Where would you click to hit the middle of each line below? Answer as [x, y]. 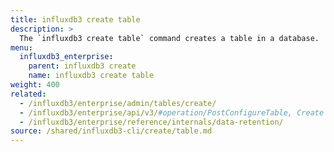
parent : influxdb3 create [82, 66]
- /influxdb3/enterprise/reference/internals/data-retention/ [151, 122]
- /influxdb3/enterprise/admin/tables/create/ [118, 103]
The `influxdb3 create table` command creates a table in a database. [169, 38]
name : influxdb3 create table [91, 76]
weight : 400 [35, 85]
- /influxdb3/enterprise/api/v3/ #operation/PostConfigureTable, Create [172, 112]
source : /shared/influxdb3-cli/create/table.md [111, 131]
